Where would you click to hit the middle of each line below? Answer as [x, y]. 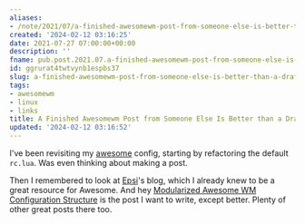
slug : [20, 77]
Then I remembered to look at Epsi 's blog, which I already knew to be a [142, 180]
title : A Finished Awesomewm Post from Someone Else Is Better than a [146, 119]
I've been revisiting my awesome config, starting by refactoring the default [149, 153]
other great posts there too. [61, 209]
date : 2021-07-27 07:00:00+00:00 [73, 43]
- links [24, 111]
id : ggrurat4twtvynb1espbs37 [64, 69]
